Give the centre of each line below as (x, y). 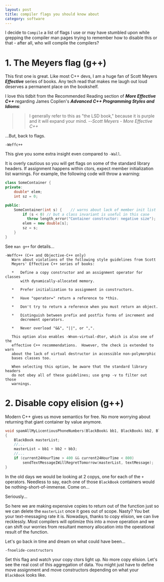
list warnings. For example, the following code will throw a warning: (73, 174)
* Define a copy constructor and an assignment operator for (77, 272)
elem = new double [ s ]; (46, 224)
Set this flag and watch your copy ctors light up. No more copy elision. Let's (81, 559)
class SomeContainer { (28, 183)
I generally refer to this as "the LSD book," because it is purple (92, 116)
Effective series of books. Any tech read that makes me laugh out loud (76, 82)
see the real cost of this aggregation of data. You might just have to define (80, 564)
